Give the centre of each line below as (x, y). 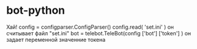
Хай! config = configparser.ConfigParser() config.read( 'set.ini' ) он (90, 27)
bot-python (36, 10)
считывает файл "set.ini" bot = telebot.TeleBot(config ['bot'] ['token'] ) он (99, 33)
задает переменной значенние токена (56, 39)
